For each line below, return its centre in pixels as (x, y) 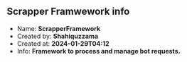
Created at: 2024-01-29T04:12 (63, 43)
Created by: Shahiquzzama (58, 36)
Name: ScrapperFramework (59, 28)
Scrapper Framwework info (68, 12)
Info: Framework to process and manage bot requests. (98, 51)
